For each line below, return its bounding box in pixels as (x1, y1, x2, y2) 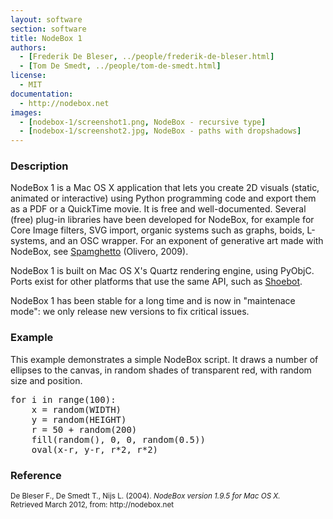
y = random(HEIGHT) (31, 414, 127, 425)
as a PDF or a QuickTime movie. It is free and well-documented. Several (10, 203, 307, 215)
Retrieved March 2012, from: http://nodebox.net (10, 500, 175, 510)
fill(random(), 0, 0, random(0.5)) (31, 434, 206, 445)
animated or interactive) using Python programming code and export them (10, 192, 317, 205)
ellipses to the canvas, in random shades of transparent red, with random (10, 364, 312, 376)
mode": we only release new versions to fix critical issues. (10, 306, 250, 318)
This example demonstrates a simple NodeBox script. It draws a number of (10, 353, 319, 365)
